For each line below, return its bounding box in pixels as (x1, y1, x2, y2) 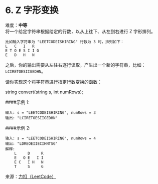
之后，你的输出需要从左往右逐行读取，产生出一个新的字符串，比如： (5, 62, 146, 68)
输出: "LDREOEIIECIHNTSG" (5, 141, 58, 146)
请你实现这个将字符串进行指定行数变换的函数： (5, 79, 102, 85)
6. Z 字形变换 (5, 5, 59, 16)
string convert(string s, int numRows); (5, 89, 83, 95)
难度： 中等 (5, 22, 28, 28)
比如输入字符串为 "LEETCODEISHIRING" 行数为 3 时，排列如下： (5, 39, 124, 44)
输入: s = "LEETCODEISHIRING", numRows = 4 (5, 136, 96, 141)
